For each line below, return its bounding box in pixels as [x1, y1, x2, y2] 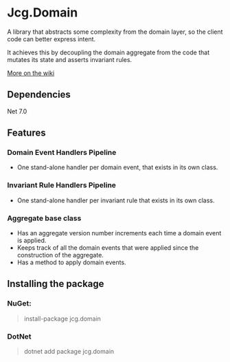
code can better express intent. [7, 34, 96, 43]
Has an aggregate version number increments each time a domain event [16, 229, 222, 237]
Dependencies [7, 89, 71, 100]
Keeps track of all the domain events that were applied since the [16, 244, 199, 252]
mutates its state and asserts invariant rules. [7, 55, 133, 63]
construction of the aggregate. [16, 251, 104, 259]
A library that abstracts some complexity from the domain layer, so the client [7, 28, 223, 36]
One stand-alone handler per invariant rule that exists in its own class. [16, 196, 215, 204]
